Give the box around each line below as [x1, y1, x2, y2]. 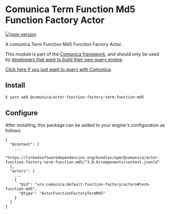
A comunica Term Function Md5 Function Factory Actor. [5, 41, 123, 47]
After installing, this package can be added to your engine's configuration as [5, 122, 165, 128]
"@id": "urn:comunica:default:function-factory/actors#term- [18, 182, 151, 187]
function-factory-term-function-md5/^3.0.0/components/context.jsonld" [5, 159, 160, 165]
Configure [5, 109, 38, 118]
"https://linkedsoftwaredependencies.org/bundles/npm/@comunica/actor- [5, 155, 160, 160]
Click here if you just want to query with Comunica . [5, 66, 113, 72]
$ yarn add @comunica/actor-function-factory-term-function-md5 [5, 94, 144, 100]
